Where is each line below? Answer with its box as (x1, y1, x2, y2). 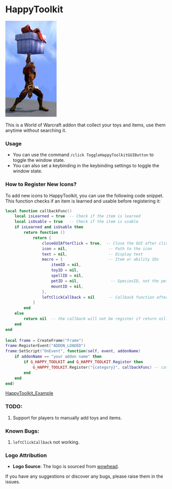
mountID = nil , (51, 284, 83, 289)
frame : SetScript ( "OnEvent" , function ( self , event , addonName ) (5, 349, 141, 354)
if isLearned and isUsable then (14, 225, 83, 230)
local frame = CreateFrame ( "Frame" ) (5, 338, 83, 343)
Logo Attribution (5, 452, 47, 459)
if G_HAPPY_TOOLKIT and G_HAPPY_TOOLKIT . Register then (24, 360, 143, 365)
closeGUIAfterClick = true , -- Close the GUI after (41, 240, 157, 246)
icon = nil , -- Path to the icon (41, 246, 153, 251)
